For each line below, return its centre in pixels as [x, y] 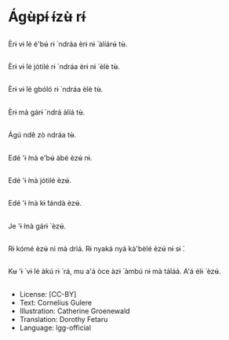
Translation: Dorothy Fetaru [64, 319]
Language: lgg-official [55, 327]
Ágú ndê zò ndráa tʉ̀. [42, 135]
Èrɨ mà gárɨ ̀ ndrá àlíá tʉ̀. [47, 112]
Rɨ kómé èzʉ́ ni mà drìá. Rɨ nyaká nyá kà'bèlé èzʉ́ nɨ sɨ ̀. [96, 249]
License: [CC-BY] [48, 294]
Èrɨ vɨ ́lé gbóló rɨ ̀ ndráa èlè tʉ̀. [56, 90]
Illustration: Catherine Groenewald [75, 311]
